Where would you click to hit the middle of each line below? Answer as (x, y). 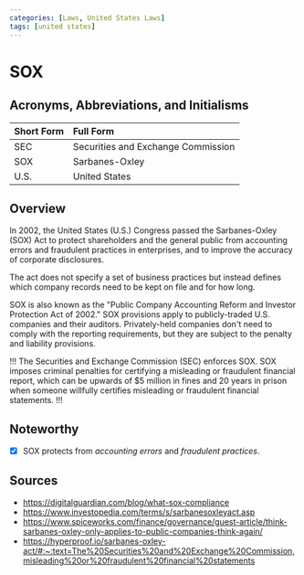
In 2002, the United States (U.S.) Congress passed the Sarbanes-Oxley (143, 230)
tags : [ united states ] (52, 27)
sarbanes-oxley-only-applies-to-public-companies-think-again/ (142, 532)
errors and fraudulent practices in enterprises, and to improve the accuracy (151, 250)
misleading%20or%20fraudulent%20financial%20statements (139, 560)
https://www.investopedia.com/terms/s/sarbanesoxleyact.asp (139, 512)
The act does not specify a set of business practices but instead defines (145, 277)
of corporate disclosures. (57, 260)
